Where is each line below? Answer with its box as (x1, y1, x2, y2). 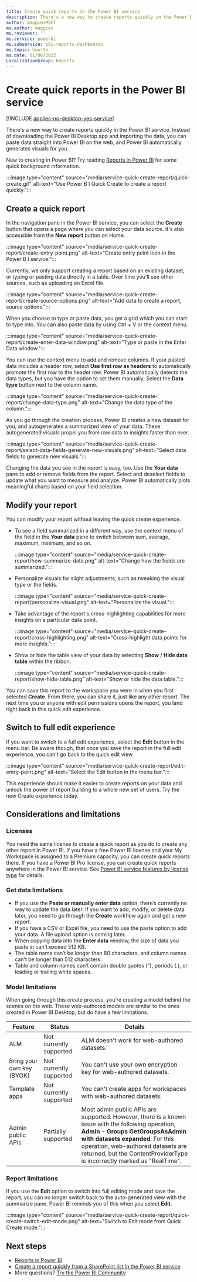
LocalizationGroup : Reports (6, 58, 75, 63)
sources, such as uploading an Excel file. (6, 280, 105, 287)
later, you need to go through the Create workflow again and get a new (14, 912, 186, 919)
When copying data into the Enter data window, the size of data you (14, 937, 179, 944)
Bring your (9, 1057, 38, 1065)
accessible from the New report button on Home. (6, 232, 125, 239)
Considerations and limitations (6, 809, 121, 819)
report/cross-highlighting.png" (14, 634, 89, 641)
